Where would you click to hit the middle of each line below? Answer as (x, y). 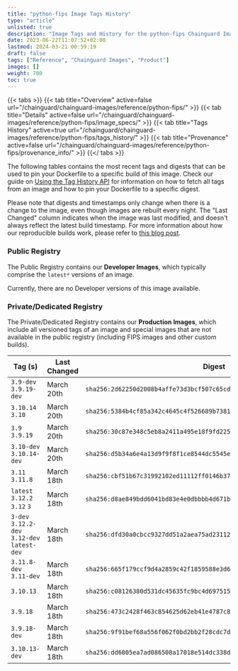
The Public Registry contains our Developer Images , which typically (107, 267)
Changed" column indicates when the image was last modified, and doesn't (118, 218)
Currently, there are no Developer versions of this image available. (104, 288)
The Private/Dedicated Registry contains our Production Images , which (112, 322)
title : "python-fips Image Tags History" (69, 14)
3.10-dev (25, 447)
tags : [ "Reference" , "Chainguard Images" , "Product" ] (89, 60)
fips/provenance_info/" (41, 152)
